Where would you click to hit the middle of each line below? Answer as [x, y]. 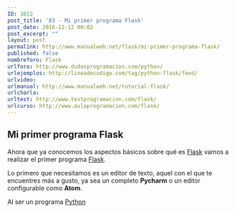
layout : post [27, 40]
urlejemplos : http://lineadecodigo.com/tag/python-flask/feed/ [103, 73]
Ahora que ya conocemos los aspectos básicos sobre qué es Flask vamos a [118, 151]
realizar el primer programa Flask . [57, 159]
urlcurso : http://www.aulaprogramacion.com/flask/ [84, 106]
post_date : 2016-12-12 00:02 [50, 27]
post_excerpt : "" [33, 34]
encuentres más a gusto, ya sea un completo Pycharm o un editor [104, 180]
